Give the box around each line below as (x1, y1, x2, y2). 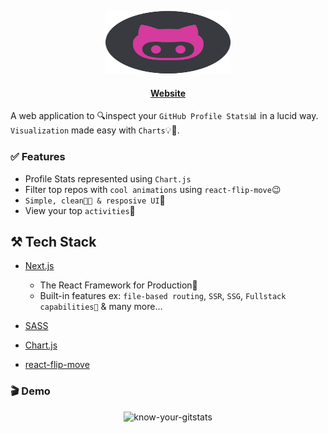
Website (150, 87, 186, 99)
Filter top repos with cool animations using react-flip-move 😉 (24, 183, 282, 195)
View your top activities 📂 (24, 204, 136, 216)
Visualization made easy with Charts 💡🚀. (10, 124, 180, 136)
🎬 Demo (10, 384, 51, 398)
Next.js (24, 260, 55, 272)
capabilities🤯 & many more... (39, 301, 163, 313)
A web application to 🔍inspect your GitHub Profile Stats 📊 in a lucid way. (10, 110, 319, 122)
